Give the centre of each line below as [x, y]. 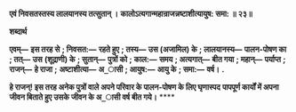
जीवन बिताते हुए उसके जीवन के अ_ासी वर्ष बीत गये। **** [92, 97]
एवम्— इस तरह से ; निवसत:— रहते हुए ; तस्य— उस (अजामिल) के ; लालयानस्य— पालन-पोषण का [148, 49]
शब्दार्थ [18, 32]
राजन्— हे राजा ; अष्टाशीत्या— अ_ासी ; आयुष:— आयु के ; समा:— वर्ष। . [117, 69]
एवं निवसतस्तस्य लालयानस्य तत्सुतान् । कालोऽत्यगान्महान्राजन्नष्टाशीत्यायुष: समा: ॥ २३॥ [131, 14]
